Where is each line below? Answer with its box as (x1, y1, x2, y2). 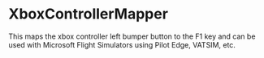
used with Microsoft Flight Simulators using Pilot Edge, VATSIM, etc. (8, 39, 236, 49)
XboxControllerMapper (8, 5, 169, 23)
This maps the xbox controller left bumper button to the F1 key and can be (8, 31, 256, 41)
